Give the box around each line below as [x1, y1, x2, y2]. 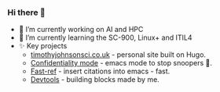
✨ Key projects [18, 41, 68, 51]
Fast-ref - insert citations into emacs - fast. [30, 66, 170, 76]
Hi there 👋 [7, 7, 46, 18]
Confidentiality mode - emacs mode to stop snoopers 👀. [30, 58, 213, 68]
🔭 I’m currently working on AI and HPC [18, 25, 144, 34]
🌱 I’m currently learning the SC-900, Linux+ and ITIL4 [18, 33, 192, 42]
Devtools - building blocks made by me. [30, 75, 160, 84]
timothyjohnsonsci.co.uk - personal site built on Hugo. [30, 50, 206, 59]
